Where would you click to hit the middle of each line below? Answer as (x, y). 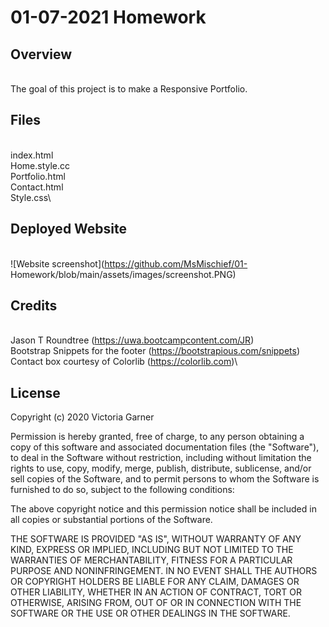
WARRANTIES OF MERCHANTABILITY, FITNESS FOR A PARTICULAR (151, 560)
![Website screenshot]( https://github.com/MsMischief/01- (129, 263)
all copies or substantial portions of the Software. (111, 520)
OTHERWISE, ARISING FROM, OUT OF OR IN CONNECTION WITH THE (156, 603)
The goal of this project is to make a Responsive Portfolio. (129, 89)
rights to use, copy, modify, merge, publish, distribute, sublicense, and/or (161, 468)
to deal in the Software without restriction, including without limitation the (161, 458)
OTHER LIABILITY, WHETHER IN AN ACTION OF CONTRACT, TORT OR (156, 592)
